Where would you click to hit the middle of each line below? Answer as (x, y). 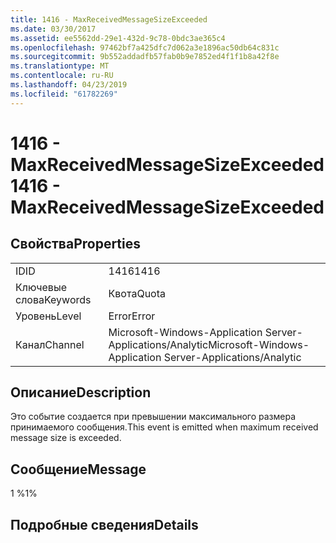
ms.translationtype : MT (60, 66)
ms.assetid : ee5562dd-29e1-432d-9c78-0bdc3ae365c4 (118, 38)
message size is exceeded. (66, 438)
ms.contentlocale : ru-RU (62, 76)
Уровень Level (48, 316)
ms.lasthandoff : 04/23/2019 (69, 85)
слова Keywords (53, 299)
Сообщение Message (78, 469)
